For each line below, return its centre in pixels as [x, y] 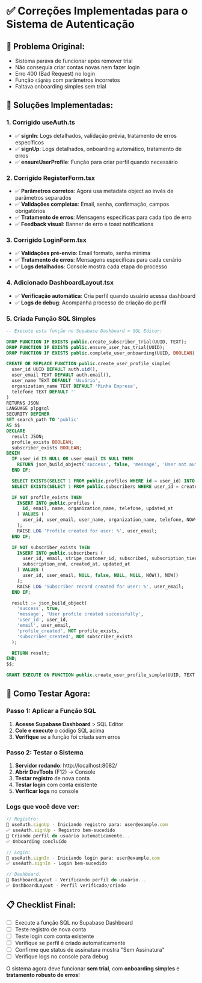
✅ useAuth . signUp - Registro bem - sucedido [61, 830]
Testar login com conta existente [56, 784]
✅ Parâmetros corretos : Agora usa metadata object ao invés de [94, 191]
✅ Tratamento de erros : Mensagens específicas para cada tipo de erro [103, 217]
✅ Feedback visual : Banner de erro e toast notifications [84, 224]
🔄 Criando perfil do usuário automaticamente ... [68, 836]
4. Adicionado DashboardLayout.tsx [60, 283]
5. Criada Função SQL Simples [51, 318]
